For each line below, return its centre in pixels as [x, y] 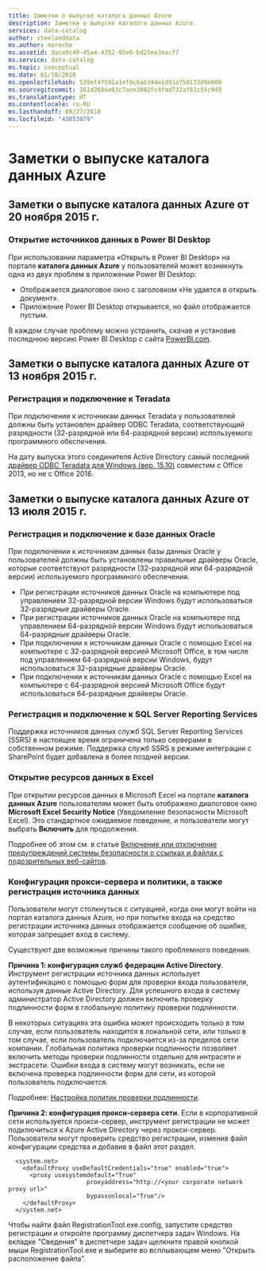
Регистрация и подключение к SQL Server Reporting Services [133, 715]
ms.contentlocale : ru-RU [49, 104]
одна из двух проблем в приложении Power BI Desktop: [102, 274]
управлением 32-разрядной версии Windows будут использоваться [136, 601]
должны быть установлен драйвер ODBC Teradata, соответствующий [126, 425]
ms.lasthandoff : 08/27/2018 [55, 112]
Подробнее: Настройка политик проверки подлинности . [104, 1098]
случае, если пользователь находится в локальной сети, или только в [127, 1031]
